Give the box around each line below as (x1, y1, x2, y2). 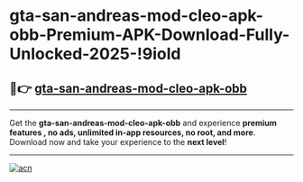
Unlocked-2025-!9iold (9, 44, 181, 64)
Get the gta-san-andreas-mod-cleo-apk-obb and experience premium (9, 118, 278, 128)
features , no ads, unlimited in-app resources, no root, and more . (9, 127, 256, 138)
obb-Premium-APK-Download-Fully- (9, 24, 290, 45)
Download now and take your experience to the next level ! (9, 137, 227, 147)
